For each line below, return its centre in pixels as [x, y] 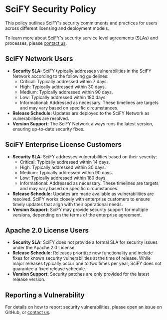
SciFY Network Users [39, 59]
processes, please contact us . [36, 43]
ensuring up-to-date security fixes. [48, 129]
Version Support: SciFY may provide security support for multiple [80, 210]
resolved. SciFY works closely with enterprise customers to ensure [81, 199]
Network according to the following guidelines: [60, 76]
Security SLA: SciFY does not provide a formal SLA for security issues [85, 242]
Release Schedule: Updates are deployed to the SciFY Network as [81, 113]
